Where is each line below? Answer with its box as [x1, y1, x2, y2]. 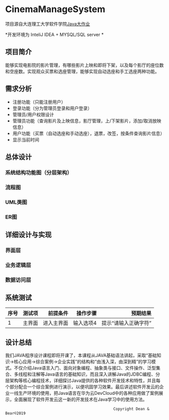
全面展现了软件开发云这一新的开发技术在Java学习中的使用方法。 [14, 396, 147, 402]
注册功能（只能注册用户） [12, 99, 66, 105]
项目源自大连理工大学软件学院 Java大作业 [5, 21, 91, 27]
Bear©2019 [5, 411, 26, 416]
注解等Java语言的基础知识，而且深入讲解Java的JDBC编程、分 [31, 371, 160, 377]
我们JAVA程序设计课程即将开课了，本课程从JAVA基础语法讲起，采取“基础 [5, 353, 157, 359]
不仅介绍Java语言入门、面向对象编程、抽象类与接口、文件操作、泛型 [14, 365, 156, 371]
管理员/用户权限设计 [12, 111, 54, 117]
